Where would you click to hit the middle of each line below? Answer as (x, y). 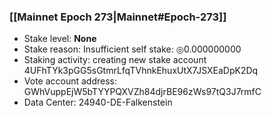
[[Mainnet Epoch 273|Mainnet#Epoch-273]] (118, 17)
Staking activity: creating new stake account (115, 60)
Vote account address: (70, 81)
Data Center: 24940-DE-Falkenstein (98, 102)
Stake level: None (60, 39)
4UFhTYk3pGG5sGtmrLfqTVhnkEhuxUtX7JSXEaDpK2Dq (141, 71)
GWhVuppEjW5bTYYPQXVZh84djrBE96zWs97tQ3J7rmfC (142, 92)
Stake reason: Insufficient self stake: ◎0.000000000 (132, 49)
